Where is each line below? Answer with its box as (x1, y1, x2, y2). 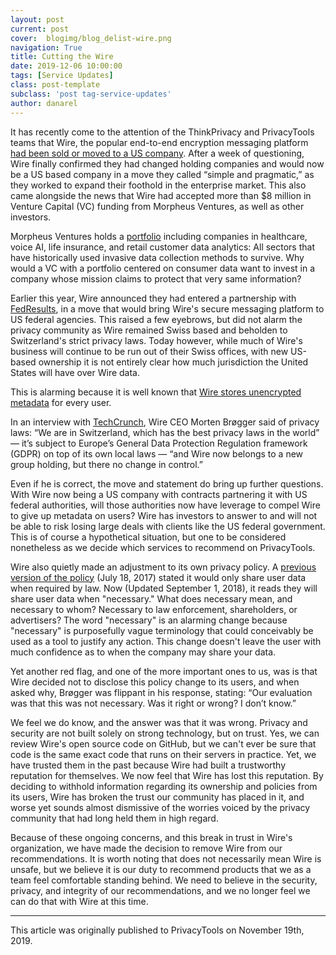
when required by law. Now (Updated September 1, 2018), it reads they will (10, 582, 318, 594)
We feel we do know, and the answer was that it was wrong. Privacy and (10, 716, 308, 728)
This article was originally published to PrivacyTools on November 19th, (10, 924, 305, 936)
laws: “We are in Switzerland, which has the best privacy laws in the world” (10, 426, 320, 438)
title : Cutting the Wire (10, 52, 114, 62)
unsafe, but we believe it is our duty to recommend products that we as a (10, 863, 312, 875)
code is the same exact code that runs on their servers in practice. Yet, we (10, 748, 317, 760)
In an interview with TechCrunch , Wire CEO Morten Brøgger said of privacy (10, 416, 320, 428)
